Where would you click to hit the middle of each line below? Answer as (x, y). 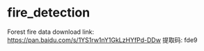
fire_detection (49, 13)
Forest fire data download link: (51, 32)
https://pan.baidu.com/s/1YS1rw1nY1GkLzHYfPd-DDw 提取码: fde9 (102, 40)
